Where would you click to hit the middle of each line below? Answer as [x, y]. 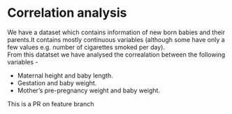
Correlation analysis [67, 13]
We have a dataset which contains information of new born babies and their [116, 32]
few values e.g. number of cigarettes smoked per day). [86, 47]
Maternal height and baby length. [65, 76]
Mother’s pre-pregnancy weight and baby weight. [89, 90]
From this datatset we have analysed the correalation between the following [116, 55]
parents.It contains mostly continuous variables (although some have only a [116, 39]
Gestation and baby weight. [57, 83]
